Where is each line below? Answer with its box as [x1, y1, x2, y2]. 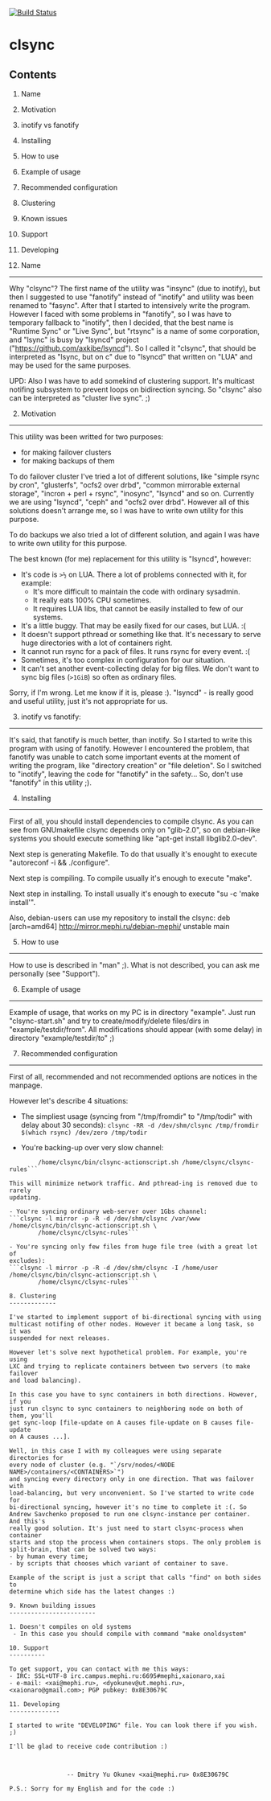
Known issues [20, 214, 68, 223]
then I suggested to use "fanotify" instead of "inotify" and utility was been [9, 292, 254, 302]
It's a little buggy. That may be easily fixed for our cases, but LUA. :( [20, 621, 246, 631]
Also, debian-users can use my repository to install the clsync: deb [9, 913, 231, 923]
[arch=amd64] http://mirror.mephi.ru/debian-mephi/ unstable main [9, 922, 230, 931]
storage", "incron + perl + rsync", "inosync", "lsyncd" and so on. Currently [9, 489, 255, 498]
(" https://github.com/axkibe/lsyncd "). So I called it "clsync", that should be [9, 343, 257, 353]
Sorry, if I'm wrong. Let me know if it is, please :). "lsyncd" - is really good [9, 688, 254, 697]
